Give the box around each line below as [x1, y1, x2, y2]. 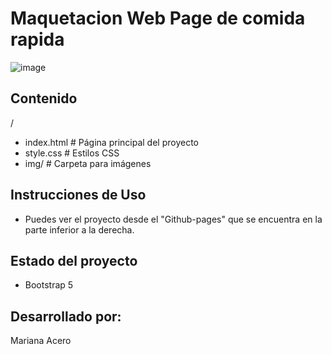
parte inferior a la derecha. [24, 223, 135, 236]
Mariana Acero [10, 335, 72, 347]
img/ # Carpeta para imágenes [24, 157, 152, 169]
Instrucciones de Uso [10, 187, 147, 204]
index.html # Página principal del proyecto [24, 136, 199, 148]
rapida [10, 28, 65, 51]
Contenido [10, 90, 78, 107]
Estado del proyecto [10, 252, 138, 269]
